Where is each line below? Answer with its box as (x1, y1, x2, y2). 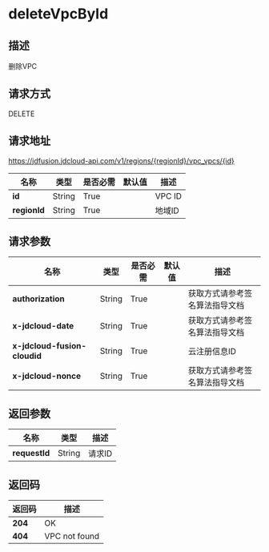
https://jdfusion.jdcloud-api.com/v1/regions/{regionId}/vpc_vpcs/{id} (8, 155, 235, 165)
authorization (12, 293, 66, 304)
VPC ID (155, 190, 183, 201)
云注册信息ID (187, 346, 237, 357)
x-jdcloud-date (12, 320, 74, 332)
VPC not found (44, 530, 100, 542)
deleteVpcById (8, 5, 109, 23)
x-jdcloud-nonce (12, 370, 82, 381)
